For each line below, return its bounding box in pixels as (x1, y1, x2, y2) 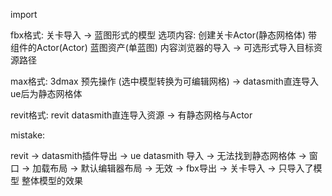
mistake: (10, 129, 46, 141)
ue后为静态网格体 (10, 88, 83, 99)
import (10, 9, 38, 20)
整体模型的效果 (21, 175, 83, 186)
